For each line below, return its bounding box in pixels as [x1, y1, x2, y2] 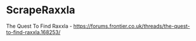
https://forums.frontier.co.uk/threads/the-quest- [73, 23, 190, 29]
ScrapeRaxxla [6, 3, 75, 17]
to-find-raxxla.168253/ [6, 28, 61, 35]
